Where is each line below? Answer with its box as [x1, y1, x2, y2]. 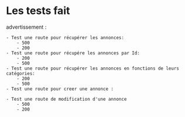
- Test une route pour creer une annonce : [6, 86, 114, 92]
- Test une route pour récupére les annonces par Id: [6, 50, 141, 56]
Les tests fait [6, 4, 70, 18]
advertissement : [6, 23, 47, 30]
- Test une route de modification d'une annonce [6, 96, 127, 102]
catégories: [6, 70, 35, 77]
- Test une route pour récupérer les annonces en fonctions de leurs [6, 66, 180, 71]
